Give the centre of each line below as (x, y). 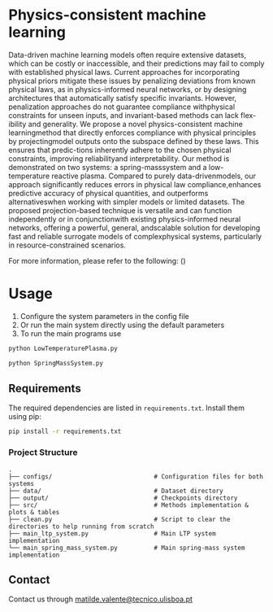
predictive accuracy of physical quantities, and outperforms (108, 193)
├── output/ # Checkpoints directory (123, 498)
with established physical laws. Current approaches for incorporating (124, 72)
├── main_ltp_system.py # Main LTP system (113, 533)
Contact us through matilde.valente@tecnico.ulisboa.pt (101, 599)
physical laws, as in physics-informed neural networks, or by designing (128, 89)
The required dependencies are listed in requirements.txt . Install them (127, 408)
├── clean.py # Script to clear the (119, 519)
